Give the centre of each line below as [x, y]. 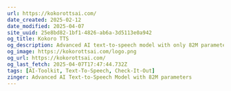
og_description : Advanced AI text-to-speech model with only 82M [102, 45]
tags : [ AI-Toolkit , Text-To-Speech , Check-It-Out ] [81, 70]
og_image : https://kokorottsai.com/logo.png [72, 52]
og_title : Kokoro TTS [38, 39]
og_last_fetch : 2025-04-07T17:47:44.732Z [67, 64]
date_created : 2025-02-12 [44, 20]
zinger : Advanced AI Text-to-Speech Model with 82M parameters [100, 77]
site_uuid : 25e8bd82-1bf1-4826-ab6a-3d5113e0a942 [80, 32]
